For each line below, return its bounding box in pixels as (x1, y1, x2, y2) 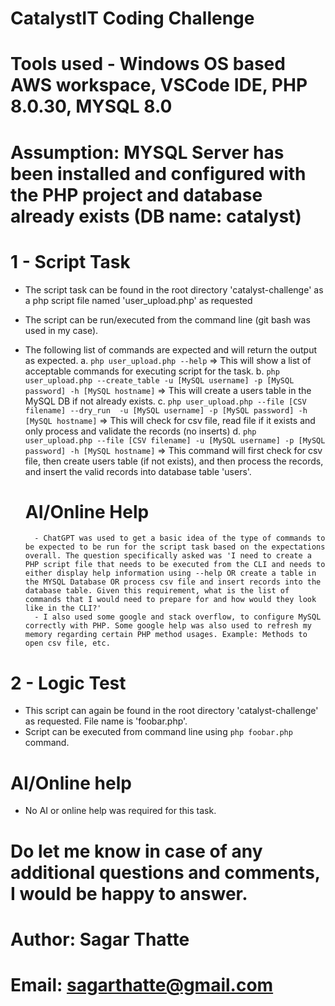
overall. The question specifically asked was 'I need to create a (24, 551, 312, 561)
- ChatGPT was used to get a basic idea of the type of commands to (34, 533, 326, 544)
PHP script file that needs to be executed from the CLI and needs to (24, 560, 326, 570)
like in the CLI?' (24, 603, 102, 614)
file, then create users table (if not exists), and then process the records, (24, 455, 324, 467)
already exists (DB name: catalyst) (10, 205, 302, 227)
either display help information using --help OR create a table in (24, 568, 317, 579)
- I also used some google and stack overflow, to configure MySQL (34, 612, 322, 622)
